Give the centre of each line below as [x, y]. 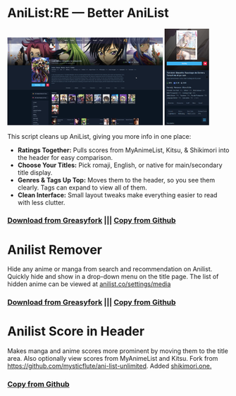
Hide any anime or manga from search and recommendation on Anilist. [110, 269]
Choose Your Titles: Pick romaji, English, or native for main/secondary [120, 165]
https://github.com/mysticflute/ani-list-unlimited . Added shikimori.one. [110, 366]
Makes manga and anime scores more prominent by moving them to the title [118, 351]
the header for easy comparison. [65, 157]
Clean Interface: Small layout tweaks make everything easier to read [117, 194]
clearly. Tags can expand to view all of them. [82, 187]
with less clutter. [41, 202]
